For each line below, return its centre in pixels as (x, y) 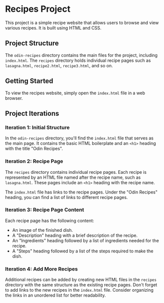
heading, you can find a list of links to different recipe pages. (67, 197)
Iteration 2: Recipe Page (34, 162)
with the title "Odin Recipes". (34, 149)
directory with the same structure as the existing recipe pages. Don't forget (81, 285)
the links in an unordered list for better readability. (55, 295)
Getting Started (29, 81)
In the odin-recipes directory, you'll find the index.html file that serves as (79, 138)
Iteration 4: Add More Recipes (41, 269)
